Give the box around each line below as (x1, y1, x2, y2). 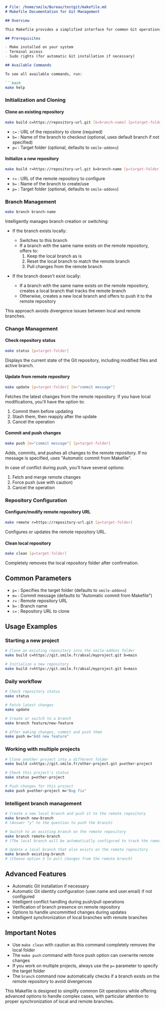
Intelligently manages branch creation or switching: (5, 218, 109, 224)
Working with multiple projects (5, 746, 80, 753)
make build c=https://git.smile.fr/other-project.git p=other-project (5, 762, 153, 766)
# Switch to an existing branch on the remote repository (5, 829, 126, 834)
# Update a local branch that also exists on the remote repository (5, 847, 148, 852)
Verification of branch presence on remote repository (12, 904, 120, 910)
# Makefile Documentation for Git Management (5, 9, 100, 14)
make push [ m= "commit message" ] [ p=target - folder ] (5, 441, 111, 446)
